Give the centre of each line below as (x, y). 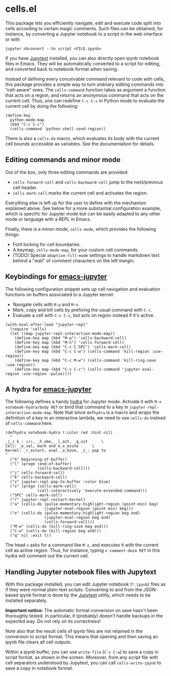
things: (13, 234)
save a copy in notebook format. (39, 668)
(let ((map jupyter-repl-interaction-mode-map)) (63, 333)
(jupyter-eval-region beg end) (77, 518)
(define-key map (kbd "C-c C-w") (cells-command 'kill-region (82, 351)
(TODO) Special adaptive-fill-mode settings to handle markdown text (86, 255)
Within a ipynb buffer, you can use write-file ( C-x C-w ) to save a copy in (82, 652)
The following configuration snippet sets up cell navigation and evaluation (83, 289)
